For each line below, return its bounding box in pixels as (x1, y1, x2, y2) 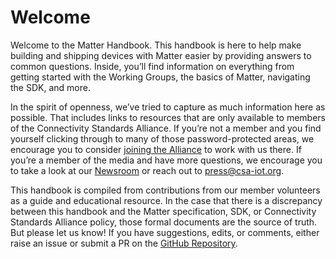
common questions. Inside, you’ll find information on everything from (10, 60, 295, 72)
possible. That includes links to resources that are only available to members (10, 111, 326, 123)
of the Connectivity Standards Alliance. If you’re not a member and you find (10, 122, 322, 134)
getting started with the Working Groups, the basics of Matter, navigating (10, 71, 311, 83)
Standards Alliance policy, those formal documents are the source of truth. (10, 216, 318, 228)
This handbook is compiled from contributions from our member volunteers (10, 184, 321, 196)
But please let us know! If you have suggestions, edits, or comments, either (10, 226, 320, 238)
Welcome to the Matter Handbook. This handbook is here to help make (10, 39, 302, 51)
